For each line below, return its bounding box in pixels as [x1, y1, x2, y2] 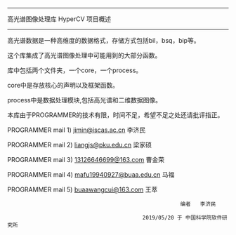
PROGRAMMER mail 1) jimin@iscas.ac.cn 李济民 [7, 126, 146, 134]
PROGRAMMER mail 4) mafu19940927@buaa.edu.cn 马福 [7, 170, 175, 179]
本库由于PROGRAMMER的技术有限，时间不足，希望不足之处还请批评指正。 [7, 111, 224, 119]
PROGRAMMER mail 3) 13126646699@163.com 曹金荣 [7, 156, 165, 163]
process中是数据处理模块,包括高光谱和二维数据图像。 [7, 96, 162, 104]
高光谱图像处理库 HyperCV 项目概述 [7, 15, 112, 23]
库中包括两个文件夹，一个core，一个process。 [7, 66, 143, 74]
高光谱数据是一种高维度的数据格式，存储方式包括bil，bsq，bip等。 [7, 36, 200, 44]
